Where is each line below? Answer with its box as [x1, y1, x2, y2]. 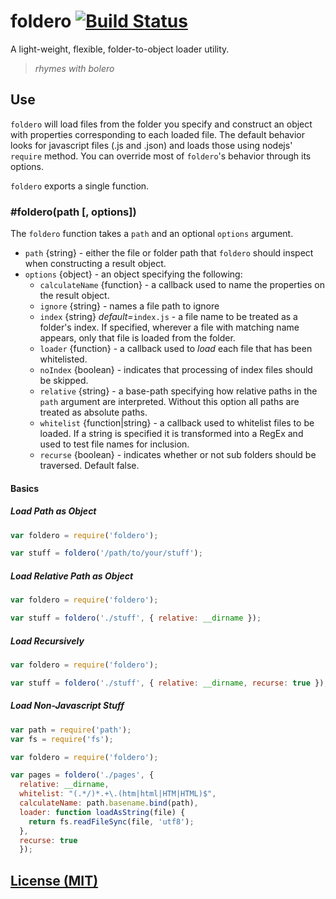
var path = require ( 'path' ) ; [10, 725, 132, 735]
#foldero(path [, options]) [10, 205, 137, 219]
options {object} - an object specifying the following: [24, 268, 243, 280]
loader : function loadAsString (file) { [19, 807, 186, 817]
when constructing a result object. [24, 258, 167, 270]
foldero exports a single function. [10, 180, 150, 192]
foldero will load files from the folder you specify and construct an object [10, 118, 313, 130]
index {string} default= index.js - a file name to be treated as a [39, 311, 298, 323]
